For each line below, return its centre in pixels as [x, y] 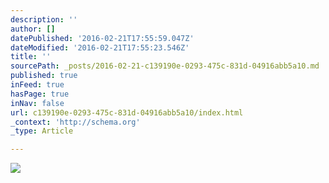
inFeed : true [37, 85]
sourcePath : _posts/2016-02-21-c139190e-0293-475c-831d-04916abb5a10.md [165, 66]
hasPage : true [40, 94]
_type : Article [42, 131]
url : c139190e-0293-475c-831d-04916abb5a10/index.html [127, 112]
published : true [44, 76]
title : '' [31, 57]
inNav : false [37, 103]
